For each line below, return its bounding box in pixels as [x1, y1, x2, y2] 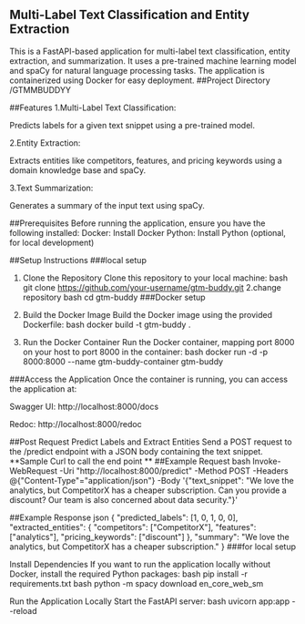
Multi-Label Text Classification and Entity [9, 7, 250, 23]
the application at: [9, 383, 77, 394]
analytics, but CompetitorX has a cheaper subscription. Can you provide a [9, 485, 287, 496]
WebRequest [9, 465, 57, 476]
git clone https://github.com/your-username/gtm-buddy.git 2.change [22, 281, 282, 292]
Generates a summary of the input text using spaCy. [9, 199, 205, 210]
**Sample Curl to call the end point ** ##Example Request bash [9, 455, 251, 466]
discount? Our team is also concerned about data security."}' [9, 494, 239, 505]
